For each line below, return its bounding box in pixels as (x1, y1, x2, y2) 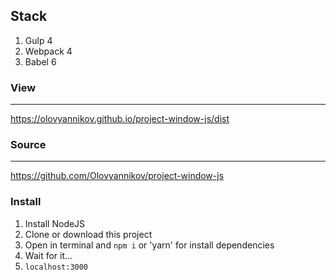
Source (10, 138, 47, 152)
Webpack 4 (24, 45, 73, 57)
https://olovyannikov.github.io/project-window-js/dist (10, 113, 230, 125)
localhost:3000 (24, 262, 89, 272)
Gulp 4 (24, 34, 53, 46)
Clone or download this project (24, 228, 153, 240)
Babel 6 (24, 55, 57, 68)
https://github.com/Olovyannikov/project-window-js (10, 170, 225, 182)
